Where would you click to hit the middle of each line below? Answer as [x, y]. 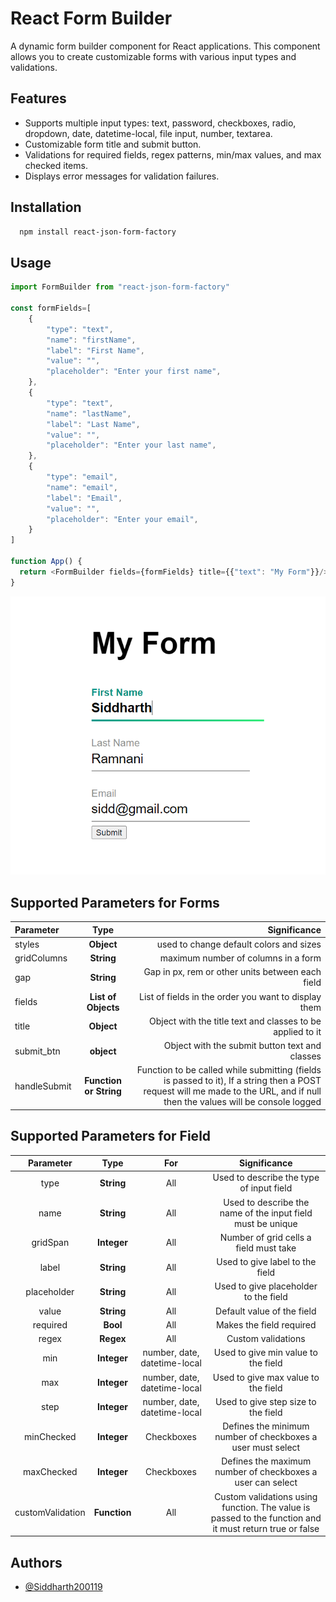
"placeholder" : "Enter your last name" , [131, 445]
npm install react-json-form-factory [98, 232]
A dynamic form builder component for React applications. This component [165, 46]
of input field [266, 1188]
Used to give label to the [266, 1262]
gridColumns [41, 958]
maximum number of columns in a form [240, 958]
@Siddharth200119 [63, 1587]
